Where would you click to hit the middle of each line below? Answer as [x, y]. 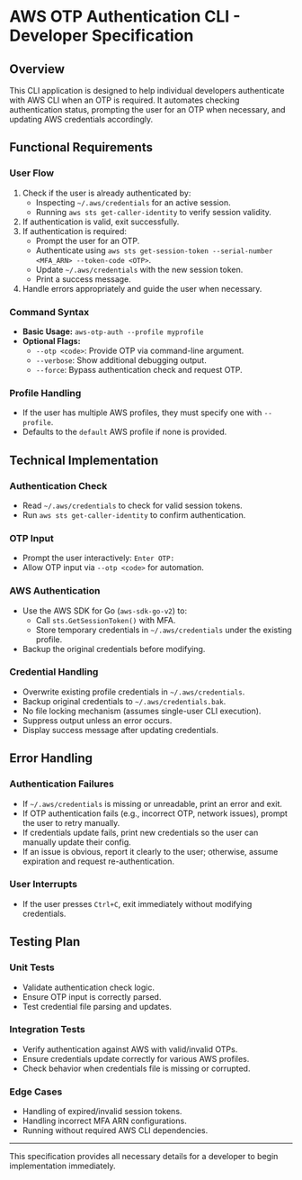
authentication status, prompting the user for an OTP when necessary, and [147, 109]
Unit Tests [32, 967]
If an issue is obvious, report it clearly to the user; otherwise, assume [150, 851]
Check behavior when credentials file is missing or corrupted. [136, 1068]
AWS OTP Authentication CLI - [125, 17]
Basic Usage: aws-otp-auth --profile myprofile [113, 331]
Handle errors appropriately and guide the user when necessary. [142, 288]
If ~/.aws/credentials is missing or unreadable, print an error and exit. [152, 803]
